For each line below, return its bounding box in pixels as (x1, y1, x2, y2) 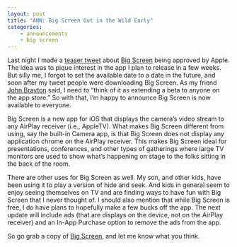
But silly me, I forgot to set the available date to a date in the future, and (7, 71, 216, 80)
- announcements (20, 30, 69, 37)
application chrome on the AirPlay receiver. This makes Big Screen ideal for (7, 137, 227, 145)
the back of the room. (7, 159, 71, 168)
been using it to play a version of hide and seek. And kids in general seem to (7, 181, 230, 189)
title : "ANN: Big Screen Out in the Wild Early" (7, 17, 154, 24)
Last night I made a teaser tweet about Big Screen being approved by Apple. (7, 56, 230, 64)
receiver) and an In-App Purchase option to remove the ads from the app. (7, 218, 221, 227)
